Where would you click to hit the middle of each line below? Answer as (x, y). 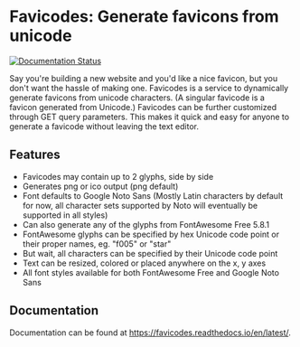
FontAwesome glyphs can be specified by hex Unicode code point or (151, 234)
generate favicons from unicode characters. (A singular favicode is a (137, 98)
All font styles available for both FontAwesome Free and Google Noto (151, 272)
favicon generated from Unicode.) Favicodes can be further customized (143, 107)
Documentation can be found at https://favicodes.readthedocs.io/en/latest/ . (150, 333)
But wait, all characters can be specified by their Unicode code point (150, 253)
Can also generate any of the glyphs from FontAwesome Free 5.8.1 (145, 224)
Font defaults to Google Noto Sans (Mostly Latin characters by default (153, 195)
